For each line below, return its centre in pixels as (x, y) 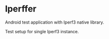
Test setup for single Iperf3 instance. (42, 31)
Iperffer (21, 9)
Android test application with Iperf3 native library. (55, 22)
